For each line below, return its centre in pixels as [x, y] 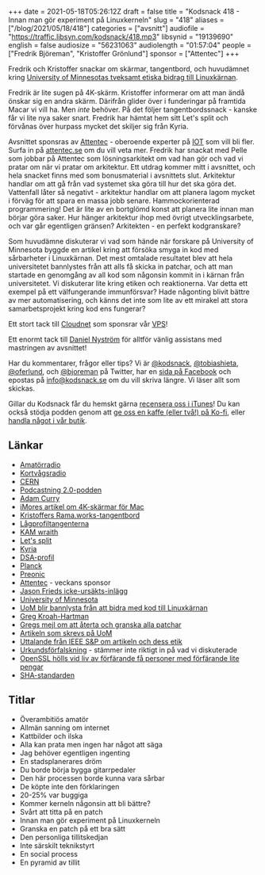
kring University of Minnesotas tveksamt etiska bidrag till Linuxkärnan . [123, 77]
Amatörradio [40, 464]
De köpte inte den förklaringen [69, 786]
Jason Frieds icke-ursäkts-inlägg [74, 590]
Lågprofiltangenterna [54, 523]
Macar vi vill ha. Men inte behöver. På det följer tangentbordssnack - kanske [133, 109]
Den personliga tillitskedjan [64, 837]
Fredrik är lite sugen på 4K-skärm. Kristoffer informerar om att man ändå [127, 93]
